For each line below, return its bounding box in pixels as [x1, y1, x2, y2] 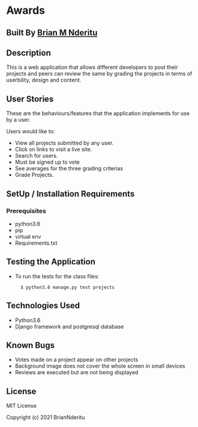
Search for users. [14, 152, 58, 160]
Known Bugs [6, 340, 55, 350]
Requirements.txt [14, 239, 58, 246]
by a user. [6, 116, 31, 124]
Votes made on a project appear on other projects [14, 356, 139, 363]
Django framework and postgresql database [14, 323, 124, 330]
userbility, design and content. [6, 76, 82, 84]
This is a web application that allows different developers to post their [6, 64, 178, 71]
